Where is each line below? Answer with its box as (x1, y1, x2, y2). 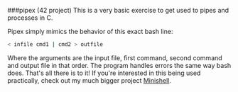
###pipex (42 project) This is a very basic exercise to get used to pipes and (7, 6, 229, 14)
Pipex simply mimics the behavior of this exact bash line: (7, 28, 173, 35)
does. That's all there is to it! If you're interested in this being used (7, 69, 201, 77)
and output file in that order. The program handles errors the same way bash (7, 61, 232, 69)
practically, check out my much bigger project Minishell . (7, 76, 172, 84)
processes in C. (7, 13, 53, 22)
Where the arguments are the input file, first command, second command (7, 53, 222, 62)
